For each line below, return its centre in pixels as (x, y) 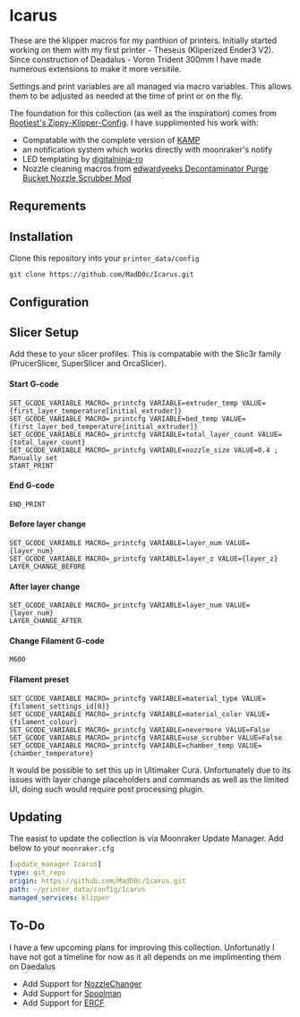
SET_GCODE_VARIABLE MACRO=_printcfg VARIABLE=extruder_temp (124, 403)
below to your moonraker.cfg (62, 848)
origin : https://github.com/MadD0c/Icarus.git (98, 881)
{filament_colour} (43, 722)
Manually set (34, 457)
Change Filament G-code (57, 640)
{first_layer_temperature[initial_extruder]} (95, 411)
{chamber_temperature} (51, 753)
